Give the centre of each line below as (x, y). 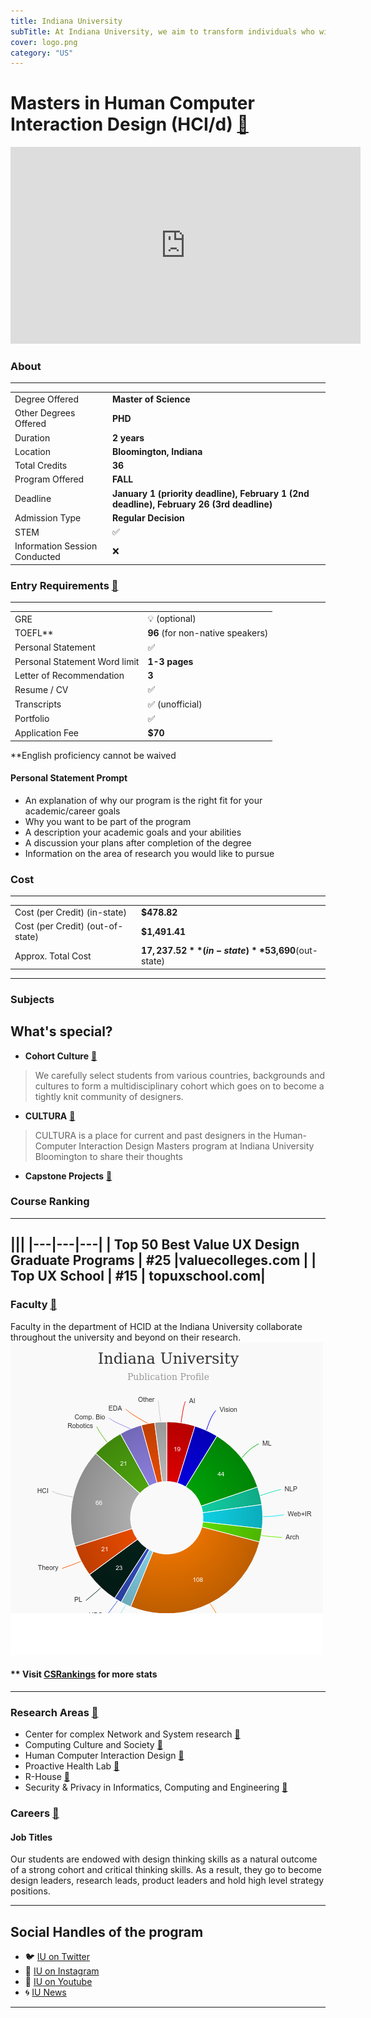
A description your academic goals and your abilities (133, 832)
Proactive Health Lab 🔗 (72, 1766)
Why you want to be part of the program (108, 821)
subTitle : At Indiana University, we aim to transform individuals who (162, 31)
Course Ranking (50, 1202)
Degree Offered (47, 399)
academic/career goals (72, 811)
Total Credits (41, 466)
